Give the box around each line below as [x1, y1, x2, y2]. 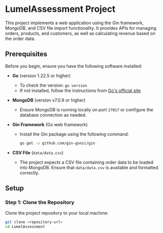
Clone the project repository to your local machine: [5, 210, 109, 216]
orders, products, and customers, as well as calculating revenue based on [5, 30, 156, 36]
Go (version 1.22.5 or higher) [12, 73, 71, 79]
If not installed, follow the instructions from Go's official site [19, 88, 141, 93]
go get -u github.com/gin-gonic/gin [19, 140, 95, 145]
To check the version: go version [19, 82, 87, 88]
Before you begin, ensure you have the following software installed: [5, 63, 142, 69]
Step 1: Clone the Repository [5, 199, 75, 206]
